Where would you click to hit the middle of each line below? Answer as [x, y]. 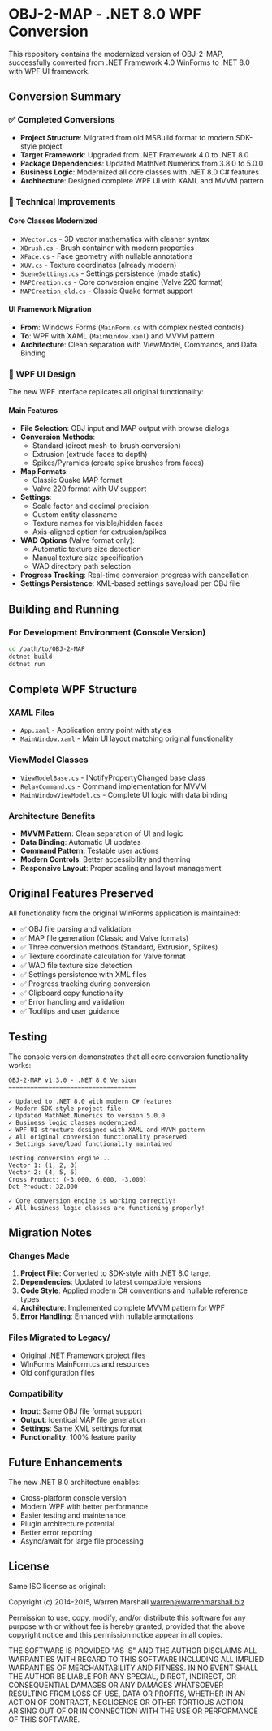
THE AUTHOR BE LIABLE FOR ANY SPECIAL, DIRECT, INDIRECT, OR [123, 1676]
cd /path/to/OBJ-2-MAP [47, 649]
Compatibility [36, 1393]
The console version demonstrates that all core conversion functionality [129, 1057]
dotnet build [30, 657]
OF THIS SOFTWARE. [44, 1719]
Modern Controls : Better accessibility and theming [105, 859]
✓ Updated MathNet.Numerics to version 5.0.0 [86, 1115]
